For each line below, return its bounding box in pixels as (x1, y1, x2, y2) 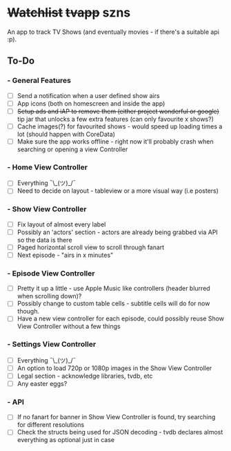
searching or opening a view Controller (17, 145, 128, 153)
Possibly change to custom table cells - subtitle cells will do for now (17, 299, 210, 308)
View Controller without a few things (17, 323, 121, 331)
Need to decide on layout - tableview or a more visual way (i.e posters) (17, 186, 219, 195)
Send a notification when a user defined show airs (17, 91, 160, 99)
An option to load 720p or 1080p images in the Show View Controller (17, 364, 212, 372)
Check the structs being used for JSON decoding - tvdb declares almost (17, 428, 223, 436)
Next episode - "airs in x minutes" (17, 251, 114, 259)
